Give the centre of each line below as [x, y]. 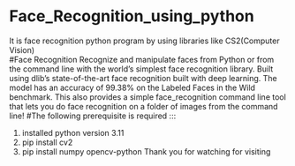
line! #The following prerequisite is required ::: [93, 116]
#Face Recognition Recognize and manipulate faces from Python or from [142, 59]
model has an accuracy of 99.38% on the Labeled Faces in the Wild [132, 87]
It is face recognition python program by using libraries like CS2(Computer [144, 41]
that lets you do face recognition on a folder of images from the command [144, 106]
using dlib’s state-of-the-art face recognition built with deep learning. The [143, 78]
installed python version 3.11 [73, 132]
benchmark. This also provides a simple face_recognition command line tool [148, 97]
